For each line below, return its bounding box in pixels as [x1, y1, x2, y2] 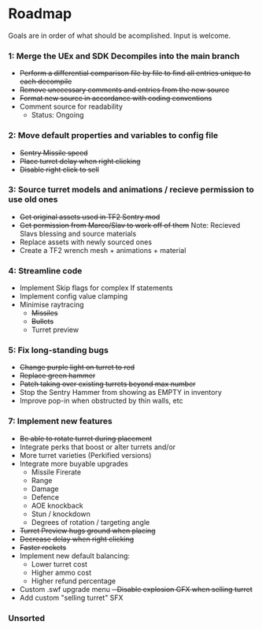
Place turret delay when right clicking [19, 156, 141, 166]
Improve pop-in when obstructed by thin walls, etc [19, 396, 183, 406]
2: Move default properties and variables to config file [8, 130, 219, 141]
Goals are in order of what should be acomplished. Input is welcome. [8, 31, 231, 40]
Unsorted [8, 612, 46, 623]
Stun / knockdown [31, 509, 90, 519]
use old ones [8, 194, 58, 205]
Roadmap [8, 5, 72, 23]
